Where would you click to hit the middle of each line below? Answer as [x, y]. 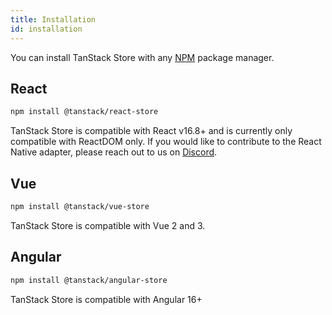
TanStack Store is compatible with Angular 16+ [106, 299]
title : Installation [53, 19]
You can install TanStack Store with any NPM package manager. [142, 57]
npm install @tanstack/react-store [84, 112]
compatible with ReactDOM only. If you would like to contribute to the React [166, 142]
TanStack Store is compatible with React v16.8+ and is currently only [151, 131]
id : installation [46, 29]
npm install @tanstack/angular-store [89, 280]
